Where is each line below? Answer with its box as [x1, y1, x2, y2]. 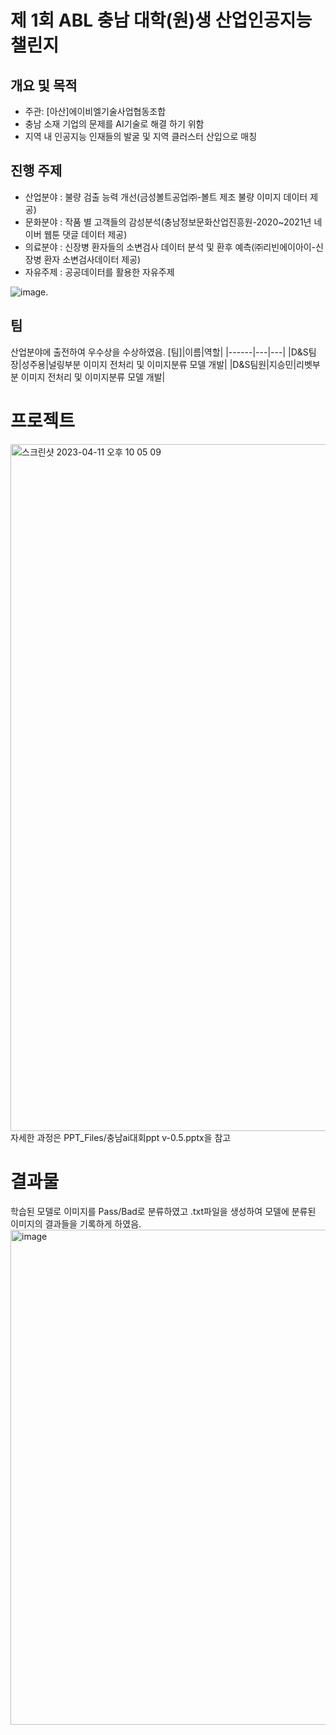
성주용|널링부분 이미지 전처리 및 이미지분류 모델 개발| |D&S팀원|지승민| [21, 358, 297, 370]
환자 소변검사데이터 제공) [43, 253, 142, 265]
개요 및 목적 [10, 77, 78, 94]
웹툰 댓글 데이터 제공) [43, 228, 128, 240]
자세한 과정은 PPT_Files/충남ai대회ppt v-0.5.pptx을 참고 [10, 1131, 232, 1143]
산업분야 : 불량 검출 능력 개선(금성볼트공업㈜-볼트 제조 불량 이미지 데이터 [24, 191, 308, 203]
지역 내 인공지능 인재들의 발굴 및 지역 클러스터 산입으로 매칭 [24, 131, 258, 142]
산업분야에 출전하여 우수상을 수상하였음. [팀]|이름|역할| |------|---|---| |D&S [10, 346, 309, 358]
